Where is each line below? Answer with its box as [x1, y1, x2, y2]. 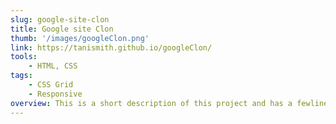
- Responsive [28, 89, 83, 99]
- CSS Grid [28, 80, 74, 90]
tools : [10, 52, 38, 62]
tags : [10, 71, 33, 81]
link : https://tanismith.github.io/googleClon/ [10, 42, 213, 53]
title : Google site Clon [10, 24, 114, 34]
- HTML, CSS [28, 61, 78, 71]
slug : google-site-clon [10, 14, 110, 25]
